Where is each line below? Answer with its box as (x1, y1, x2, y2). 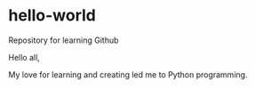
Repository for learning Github (8, 35, 119, 45)
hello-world (8, 5, 97, 26)
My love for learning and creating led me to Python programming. (8, 69, 248, 80)
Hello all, (8, 52, 41, 62)
